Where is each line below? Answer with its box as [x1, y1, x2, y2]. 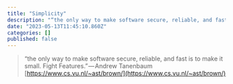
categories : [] [7, 29, 51, 36]
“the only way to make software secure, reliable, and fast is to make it [24, 54, 223, 63]
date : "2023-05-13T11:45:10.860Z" [7, 23, 107, 30]
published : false [7, 36, 58, 43]
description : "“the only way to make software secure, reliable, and [7, 17, 213, 23]
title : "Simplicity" [7, 10, 67, 17]
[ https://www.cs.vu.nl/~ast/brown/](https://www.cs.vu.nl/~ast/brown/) [24, 70, 226, 78]
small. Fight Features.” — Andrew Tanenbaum [24, 62, 153, 70]
